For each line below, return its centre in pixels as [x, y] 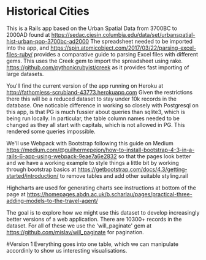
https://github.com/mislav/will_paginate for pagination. [75, 232]
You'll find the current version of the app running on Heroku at [85, 86]
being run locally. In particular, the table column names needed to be [93, 118]
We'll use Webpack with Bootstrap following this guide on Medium [90, 143]
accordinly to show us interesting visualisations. [67, 250]
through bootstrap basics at [41, 169]
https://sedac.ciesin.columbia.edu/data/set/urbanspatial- [123, 34]
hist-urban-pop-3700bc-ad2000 [48, 41]
